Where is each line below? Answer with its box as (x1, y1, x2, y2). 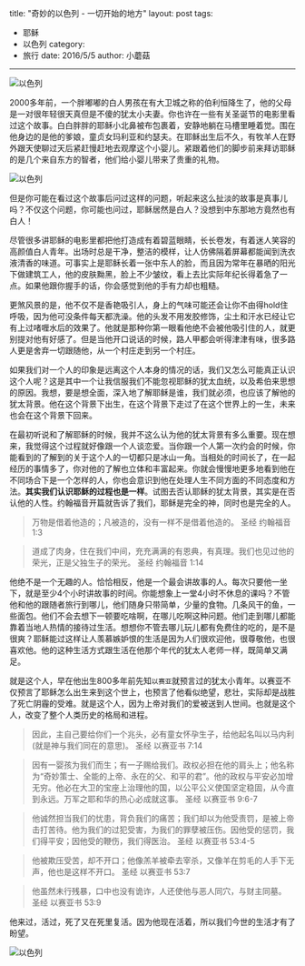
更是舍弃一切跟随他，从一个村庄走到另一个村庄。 (16, 345, 201, 356)
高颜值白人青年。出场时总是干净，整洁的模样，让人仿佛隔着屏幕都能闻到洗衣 (9, 247, 296, 257)
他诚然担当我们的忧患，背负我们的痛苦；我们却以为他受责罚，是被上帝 (31, 813, 295, 823)
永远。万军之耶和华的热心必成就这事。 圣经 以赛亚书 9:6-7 (39, 794, 259, 804)
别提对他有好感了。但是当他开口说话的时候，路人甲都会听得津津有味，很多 (9, 334, 288, 344)
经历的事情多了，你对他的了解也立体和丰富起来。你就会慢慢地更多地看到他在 (9, 463, 296, 474)
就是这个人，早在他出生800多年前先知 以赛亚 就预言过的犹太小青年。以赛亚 (9, 676, 284, 686)
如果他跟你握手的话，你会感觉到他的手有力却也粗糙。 (25, 280, 224, 291)
